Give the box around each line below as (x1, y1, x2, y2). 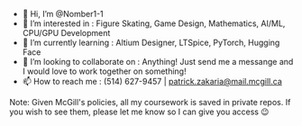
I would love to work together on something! (22, 66, 187, 76)
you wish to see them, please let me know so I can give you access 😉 (9, 106, 270, 117)
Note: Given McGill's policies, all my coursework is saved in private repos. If (9, 97, 291, 107)
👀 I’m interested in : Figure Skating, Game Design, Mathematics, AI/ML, (22, 18, 286, 29)
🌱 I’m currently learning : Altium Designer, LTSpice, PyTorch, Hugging (22, 37, 280, 48)
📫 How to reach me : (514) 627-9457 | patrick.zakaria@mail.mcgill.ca (22, 76, 282, 86)
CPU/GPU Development (22, 28, 111, 38)
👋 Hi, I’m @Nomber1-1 (22, 9, 104, 19)
